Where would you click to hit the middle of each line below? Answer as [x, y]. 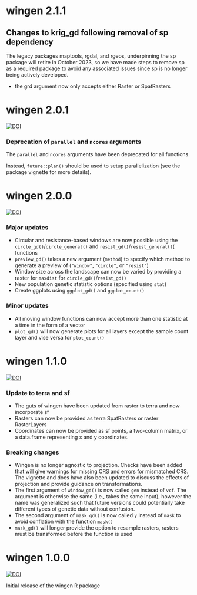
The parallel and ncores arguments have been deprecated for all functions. [98, 154]
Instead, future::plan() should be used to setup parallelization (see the [93, 166]
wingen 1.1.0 [37, 361]
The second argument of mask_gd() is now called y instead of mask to [98, 515]
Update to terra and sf [38, 393]
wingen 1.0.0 [38, 558]
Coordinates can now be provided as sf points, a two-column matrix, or [101, 431]
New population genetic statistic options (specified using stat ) [90, 284]
